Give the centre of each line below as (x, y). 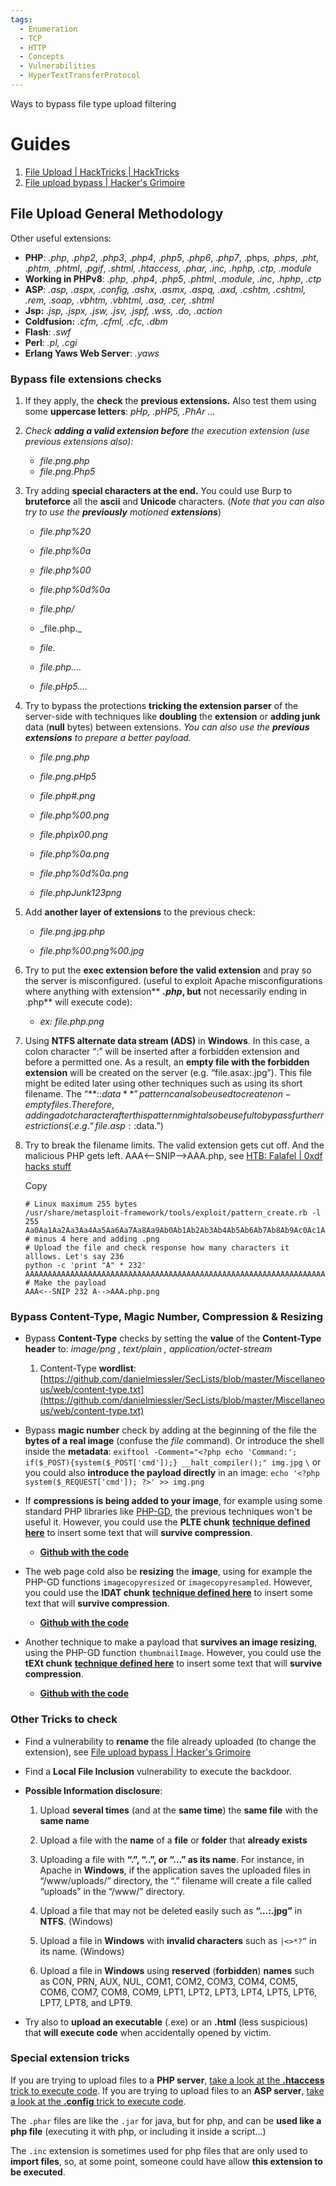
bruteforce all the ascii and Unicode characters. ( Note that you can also (174, 501)
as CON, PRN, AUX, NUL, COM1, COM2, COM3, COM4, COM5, (168, 1981)
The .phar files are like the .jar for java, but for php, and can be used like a (166, 2120)
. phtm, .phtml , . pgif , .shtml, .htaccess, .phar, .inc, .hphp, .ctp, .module (168, 268)
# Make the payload (65, 1282)
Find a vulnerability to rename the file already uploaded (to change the (170, 1741)
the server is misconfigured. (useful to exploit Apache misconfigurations (173, 980)
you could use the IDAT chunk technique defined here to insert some (168, 1593)
